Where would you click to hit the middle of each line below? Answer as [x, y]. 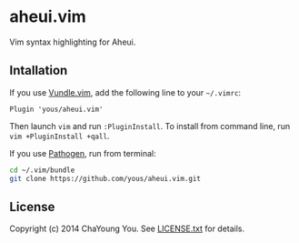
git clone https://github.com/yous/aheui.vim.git [105, 178]
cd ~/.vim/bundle [42, 170]
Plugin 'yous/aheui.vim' [56, 109]
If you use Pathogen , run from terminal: [83, 153]
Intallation [39, 71]
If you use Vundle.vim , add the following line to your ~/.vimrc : [125, 92]
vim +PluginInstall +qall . [60, 136]
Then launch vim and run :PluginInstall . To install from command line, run [150, 126]
